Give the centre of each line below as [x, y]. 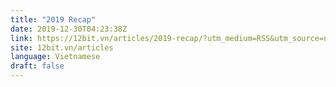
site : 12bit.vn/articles [62, 47]
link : [21, 38]
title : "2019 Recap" [53, 19]
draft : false [37, 66]
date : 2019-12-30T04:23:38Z [69, 29]
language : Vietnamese [55, 57]
